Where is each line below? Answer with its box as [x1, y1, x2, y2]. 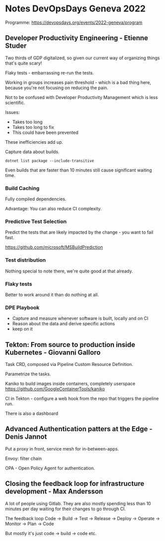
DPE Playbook [5, 304, 40, 311]
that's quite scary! [5, 60, 42, 66]
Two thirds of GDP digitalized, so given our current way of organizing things [5, 55, 160, 61]
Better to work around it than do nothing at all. [5, 291, 99, 297]
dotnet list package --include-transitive [5, 158, 94, 163]
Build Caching [5, 184, 40, 191]
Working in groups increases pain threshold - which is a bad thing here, [5, 79, 151, 85]
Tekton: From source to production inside [5, 340, 135, 349]
